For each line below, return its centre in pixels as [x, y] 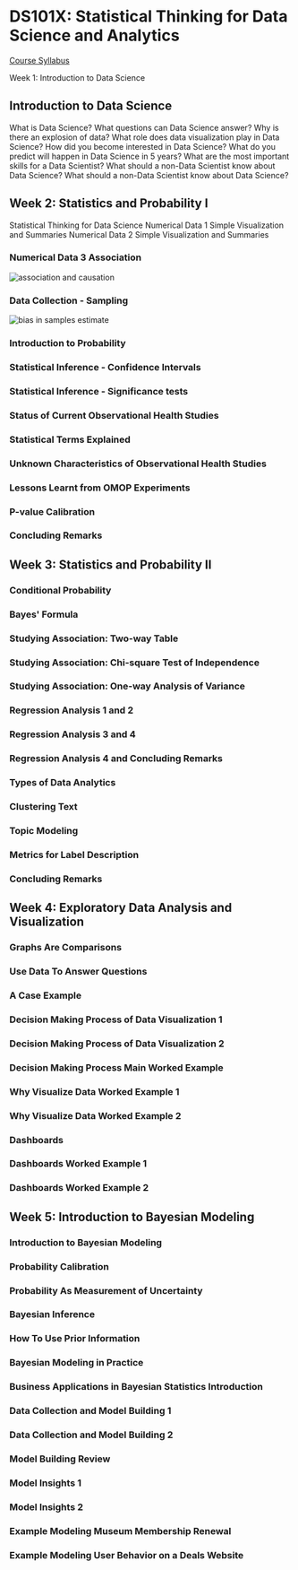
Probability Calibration [59, 1266]
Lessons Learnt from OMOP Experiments [100, 488]
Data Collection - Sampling [69, 300]
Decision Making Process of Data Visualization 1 [116, 1019]
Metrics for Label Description [74, 854]
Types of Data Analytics [63, 783]
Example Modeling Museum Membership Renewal [120, 1531]
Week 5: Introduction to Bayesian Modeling [132, 1217]
